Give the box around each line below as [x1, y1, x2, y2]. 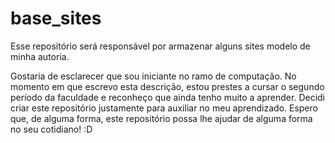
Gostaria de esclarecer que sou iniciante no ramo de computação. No [10, 70, 297, 82]
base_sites [10, 7, 102, 30]
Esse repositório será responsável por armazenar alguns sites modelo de [10, 40, 311, 52]
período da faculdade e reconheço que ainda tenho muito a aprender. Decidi [10, 91, 325, 103]
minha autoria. [10, 50, 70, 62]
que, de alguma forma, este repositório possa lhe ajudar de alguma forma [10, 112, 313, 124]
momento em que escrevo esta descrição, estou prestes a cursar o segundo [10, 80, 325, 92]
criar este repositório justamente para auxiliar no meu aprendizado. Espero [10, 102, 318, 114]
